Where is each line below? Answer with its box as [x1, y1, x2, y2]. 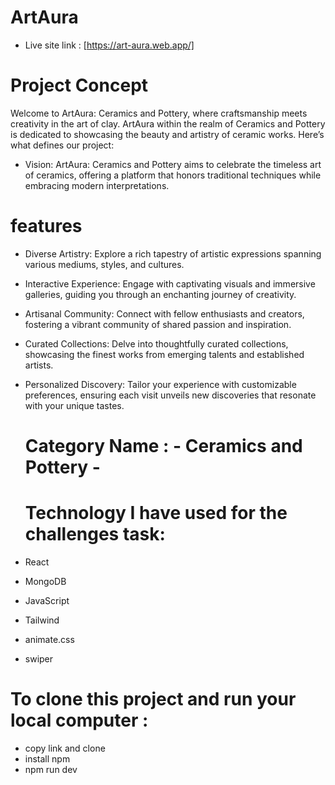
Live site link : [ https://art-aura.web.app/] [24, 39, 195, 51]
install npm [24, 752, 71, 765]
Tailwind [24, 614, 60, 626]
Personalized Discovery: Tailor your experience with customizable [24, 378, 297, 390]
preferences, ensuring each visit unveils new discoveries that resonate [24, 389, 317, 401]
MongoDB [24, 575, 67, 587]
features [10, 215, 83, 238]
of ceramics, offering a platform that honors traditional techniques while [24, 169, 322, 181]
